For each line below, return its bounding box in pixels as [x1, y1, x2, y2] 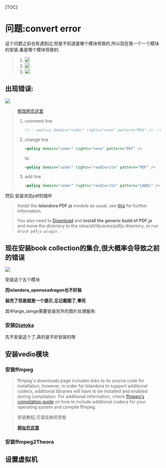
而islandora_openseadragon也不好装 [5, 287, 82, 293]
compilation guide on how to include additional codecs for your [17, 399, 146, 405]
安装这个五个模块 [5, 276, 40, 282]
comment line [24, 118, 53, 124]
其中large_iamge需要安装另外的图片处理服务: [5, 308, 96, 314]
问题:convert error [5, 23, 82, 34]
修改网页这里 [17, 108, 43, 114]
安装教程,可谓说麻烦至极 [17, 414, 67, 420]
